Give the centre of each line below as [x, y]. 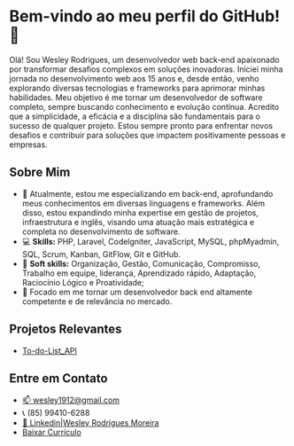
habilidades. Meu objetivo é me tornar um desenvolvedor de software [136, 97]
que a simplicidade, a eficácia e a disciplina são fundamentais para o [135, 116]
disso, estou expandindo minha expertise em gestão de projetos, [140, 212]
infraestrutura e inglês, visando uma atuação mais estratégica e [138, 222]
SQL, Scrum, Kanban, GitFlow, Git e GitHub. [101, 254]
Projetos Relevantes [66, 329]
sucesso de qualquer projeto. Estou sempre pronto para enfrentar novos [141, 125]
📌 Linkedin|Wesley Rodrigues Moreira [90, 423]
